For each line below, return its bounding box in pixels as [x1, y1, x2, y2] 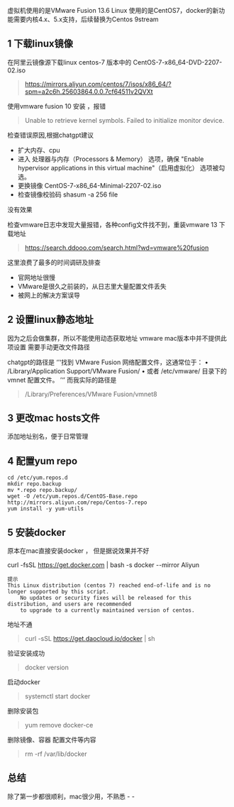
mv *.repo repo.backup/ [7, 487, 78, 494]
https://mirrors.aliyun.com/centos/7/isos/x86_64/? [24, 79, 172, 88]
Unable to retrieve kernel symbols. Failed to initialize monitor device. [24, 116, 225, 124]
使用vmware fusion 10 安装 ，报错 [7, 101, 106, 110]
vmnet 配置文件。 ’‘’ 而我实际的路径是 [7, 375, 117, 384]
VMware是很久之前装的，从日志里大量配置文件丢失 [17, 282, 167, 290]
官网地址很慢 [17, 273, 55, 282]
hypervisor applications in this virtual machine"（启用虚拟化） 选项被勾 [17, 163, 225, 172]
